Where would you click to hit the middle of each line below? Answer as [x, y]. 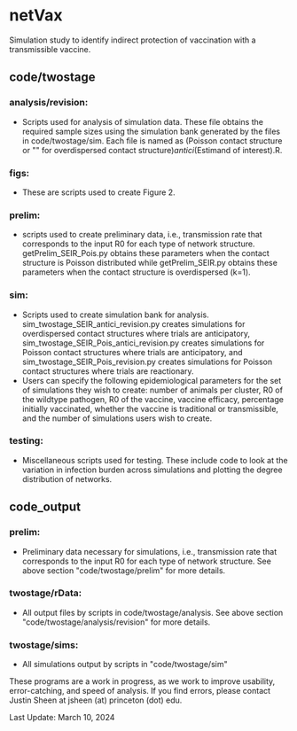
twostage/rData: [46, 593]
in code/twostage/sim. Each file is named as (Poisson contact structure [152, 140]
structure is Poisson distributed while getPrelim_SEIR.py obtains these [149, 263]
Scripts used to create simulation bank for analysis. [116, 315]
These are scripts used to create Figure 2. [98, 192]
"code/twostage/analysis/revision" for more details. [116, 622]
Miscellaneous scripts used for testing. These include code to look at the [155, 460]
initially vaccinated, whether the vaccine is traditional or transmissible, [150, 408]
